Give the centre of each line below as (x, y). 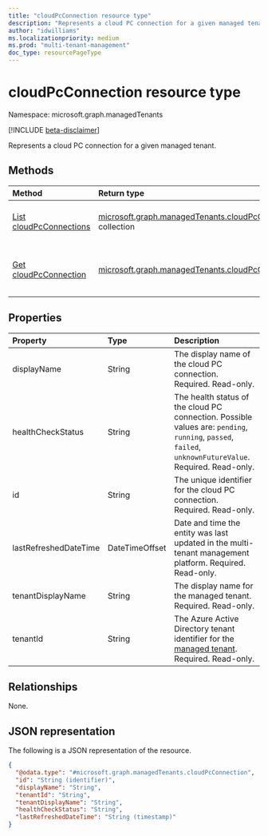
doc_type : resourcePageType (55, 53)
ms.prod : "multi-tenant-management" (69, 46)
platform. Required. (210, 563)
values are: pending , (211, 427)
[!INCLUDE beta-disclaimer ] (54, 129)
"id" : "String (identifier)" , (65, 780)
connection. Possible (213, 416)
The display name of (213, 354)
